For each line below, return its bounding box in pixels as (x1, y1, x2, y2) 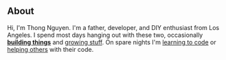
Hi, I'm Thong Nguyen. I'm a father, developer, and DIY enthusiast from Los (7, 23, 220, 31)
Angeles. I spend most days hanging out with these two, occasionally (7, 31, 203, 39)
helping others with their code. (7, 45, 94, 53)
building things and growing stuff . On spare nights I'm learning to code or (7, 37, 216, 46)
